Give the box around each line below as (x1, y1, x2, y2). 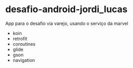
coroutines (12, 41, 36, 47)
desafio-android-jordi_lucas (5, 4, 128, 15)
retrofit (12, 36, 28, 42)
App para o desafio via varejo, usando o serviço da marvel (5, 20, 129, 26)
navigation (12, 57, 35, 63)
